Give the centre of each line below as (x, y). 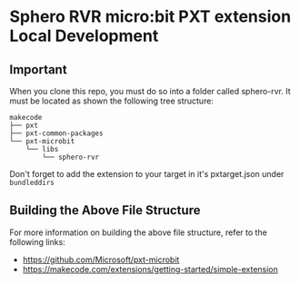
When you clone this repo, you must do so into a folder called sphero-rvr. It (150, 91)
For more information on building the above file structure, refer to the (139, 232)
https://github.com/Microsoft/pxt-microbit (101, 260)
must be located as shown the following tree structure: (111, 101)
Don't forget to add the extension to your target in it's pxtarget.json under (147, 174)
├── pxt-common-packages (56, 133)
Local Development (84, 36)
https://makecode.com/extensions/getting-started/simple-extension (150, 269)
